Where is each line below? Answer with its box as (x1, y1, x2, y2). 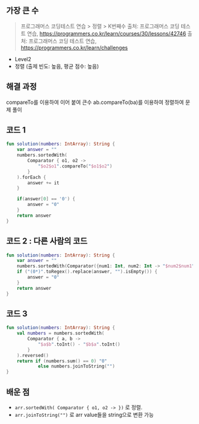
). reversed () (17, 352, 49, 358)
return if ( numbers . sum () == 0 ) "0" (17, 358, 108, 364)
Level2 (14, 55, 31, 62)
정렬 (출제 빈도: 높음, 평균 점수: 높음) (14, 62, 99, 69)
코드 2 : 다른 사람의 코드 (6, 236, 88, 246)
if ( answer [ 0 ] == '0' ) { (17, 196, 76, 202)
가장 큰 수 (6, 5, 39, 16)
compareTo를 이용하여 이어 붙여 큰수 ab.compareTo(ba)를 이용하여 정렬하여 (6, 99, 184, 106)
